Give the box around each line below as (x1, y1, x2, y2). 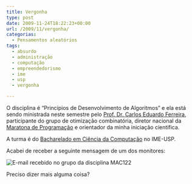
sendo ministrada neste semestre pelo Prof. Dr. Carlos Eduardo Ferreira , (6, 111, 187, 118)
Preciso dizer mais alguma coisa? (6, 171, 90, 178)
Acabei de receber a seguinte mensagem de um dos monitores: (6, 147, 166, 154)
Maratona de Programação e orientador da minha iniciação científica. (6, 124, 180, 131)
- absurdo (12, 49, 36, 55)
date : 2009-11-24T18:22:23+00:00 (6, 20, 91, 26)
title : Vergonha (6, 9, 47, 15)
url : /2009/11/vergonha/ (6, 26, 69, 32)
